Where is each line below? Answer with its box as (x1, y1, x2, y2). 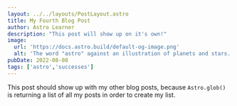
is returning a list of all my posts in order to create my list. (7, 90, 176, 99)
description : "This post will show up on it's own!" (7, 30, 167, 38)
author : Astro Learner (7, 23, 75, 31)
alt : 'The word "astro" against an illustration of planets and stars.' (14, 51, 234, 58)
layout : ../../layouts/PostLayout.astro (7, 10, 130, 18)
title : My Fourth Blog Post (7, 17, 91, 24)
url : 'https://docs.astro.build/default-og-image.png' (14, 43, 180, 51)
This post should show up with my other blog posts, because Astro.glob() (7, 83, 226, 91)
